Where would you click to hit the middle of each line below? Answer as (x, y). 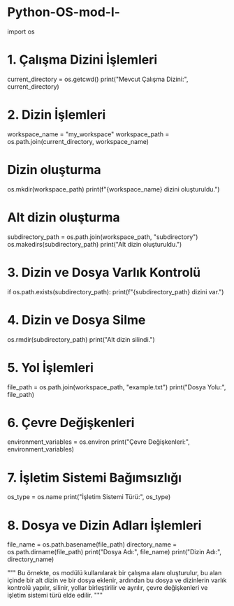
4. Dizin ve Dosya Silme (76, 320)
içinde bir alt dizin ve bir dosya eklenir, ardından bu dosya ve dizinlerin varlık (117, 580)
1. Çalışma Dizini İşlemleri (82, 60)
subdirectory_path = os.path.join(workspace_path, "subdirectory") (103, 237)
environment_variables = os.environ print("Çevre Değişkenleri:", (98, 442)
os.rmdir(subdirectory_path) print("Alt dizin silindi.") (81, 339)
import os (21, 31)
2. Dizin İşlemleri (57, 115)
